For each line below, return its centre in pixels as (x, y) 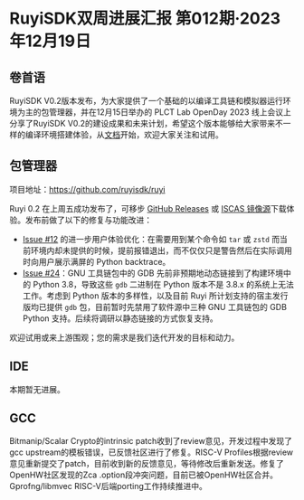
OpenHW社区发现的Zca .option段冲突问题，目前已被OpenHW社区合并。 (144, 475)
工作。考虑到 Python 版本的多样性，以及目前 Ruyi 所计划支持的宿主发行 (155, 296)
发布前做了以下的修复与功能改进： (88, 220)
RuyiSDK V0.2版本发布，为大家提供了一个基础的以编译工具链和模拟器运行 (146, 101)
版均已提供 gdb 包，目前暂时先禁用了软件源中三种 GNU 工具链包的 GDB (155, 307)
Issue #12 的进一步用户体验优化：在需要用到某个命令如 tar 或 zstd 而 (151, 239)
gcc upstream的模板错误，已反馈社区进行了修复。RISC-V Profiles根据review (152, 452)
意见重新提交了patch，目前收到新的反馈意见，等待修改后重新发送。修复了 (147, 464)
